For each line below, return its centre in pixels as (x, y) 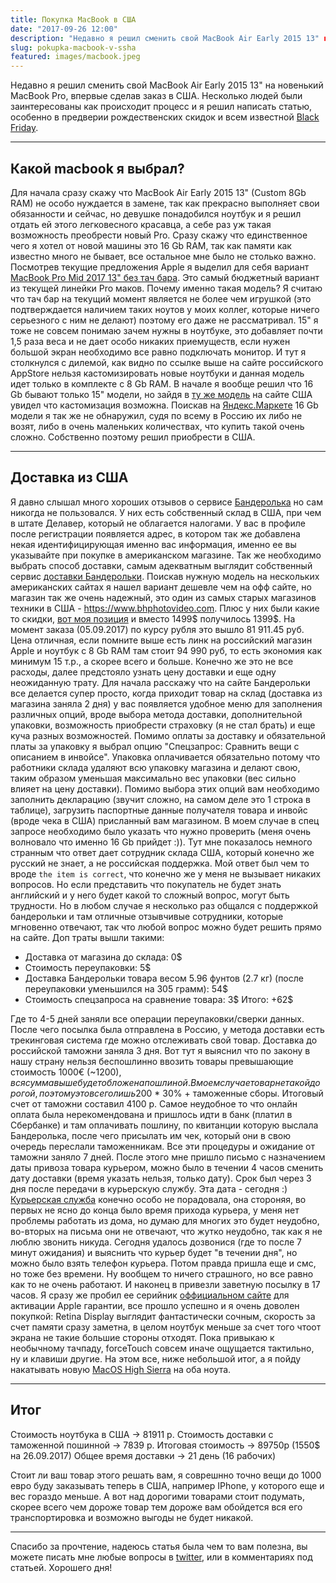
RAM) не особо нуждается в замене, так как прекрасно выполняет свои (165, 203)
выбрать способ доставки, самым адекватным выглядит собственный (161, 565)
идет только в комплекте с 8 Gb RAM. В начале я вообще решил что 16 (162, 383)
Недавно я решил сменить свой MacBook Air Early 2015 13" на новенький (167, 85)
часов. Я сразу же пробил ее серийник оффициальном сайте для (150, 1295)
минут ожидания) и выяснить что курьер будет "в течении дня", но (154, 1252)
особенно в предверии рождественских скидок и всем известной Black (165, 117)
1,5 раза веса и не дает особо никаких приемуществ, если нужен (150, 341)
